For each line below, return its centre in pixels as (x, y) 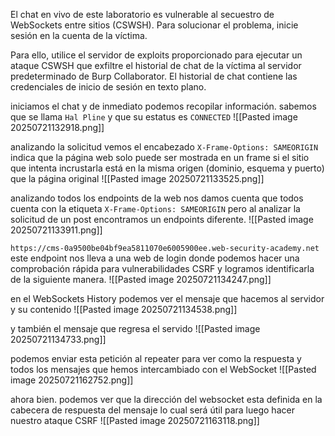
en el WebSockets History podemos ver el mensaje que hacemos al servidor (167, 298)
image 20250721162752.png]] (72, 380)
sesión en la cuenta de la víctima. (79, 35)
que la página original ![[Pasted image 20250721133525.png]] (137, 178)
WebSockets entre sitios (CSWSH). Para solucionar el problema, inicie (154, 25)
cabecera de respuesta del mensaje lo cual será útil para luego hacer (152, 410)
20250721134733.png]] (58, 339)
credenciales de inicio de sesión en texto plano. (108, 87)
